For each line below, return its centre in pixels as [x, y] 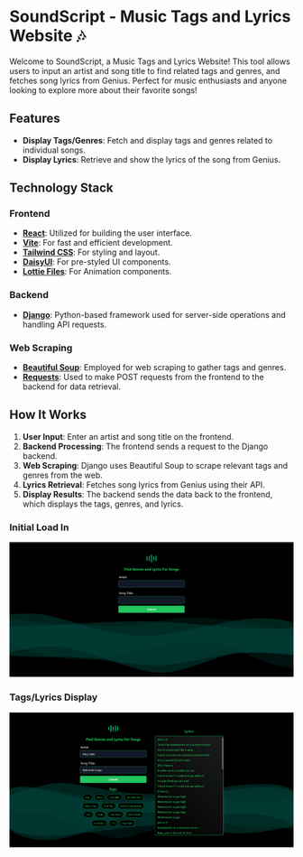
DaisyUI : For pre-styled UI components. [96, 262]
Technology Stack [61, 188]
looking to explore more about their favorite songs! [103, 90]
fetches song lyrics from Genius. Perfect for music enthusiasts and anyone [148, 80]
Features [35, 119]
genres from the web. [63, 475]
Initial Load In [39, 527]
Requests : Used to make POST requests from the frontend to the [143, 377]
